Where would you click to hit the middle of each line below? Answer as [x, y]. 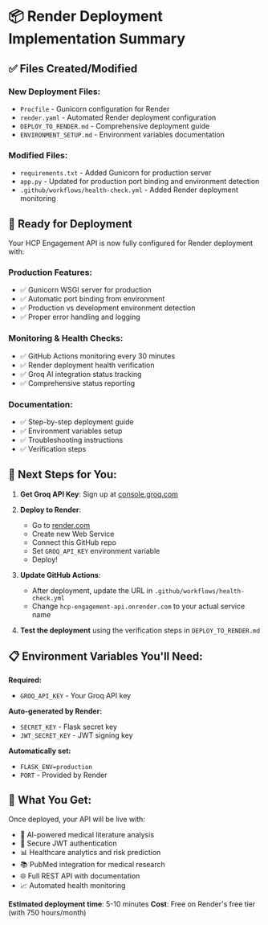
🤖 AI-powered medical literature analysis [87, 835]
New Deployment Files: [55, 92]
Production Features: [50, 272]
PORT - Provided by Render [63, 775]
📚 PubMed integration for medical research [93, 865]
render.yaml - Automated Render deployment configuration [118, 117]
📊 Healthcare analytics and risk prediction [90, 853]
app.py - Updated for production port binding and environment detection [140, 182]
